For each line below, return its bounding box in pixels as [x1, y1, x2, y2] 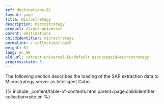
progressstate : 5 [5, 59, 42, 64]
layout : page [5, 12, 33, 17]
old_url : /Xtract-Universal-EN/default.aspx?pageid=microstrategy [5, 54, 149, 60]
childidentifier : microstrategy [5, 36, 74, 41]
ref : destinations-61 [5, 7, 51, 13]
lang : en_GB [5, 50, 31, 55]
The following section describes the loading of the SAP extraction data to [5, 73, 159, 79]
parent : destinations [5, 31, 51, 36]
